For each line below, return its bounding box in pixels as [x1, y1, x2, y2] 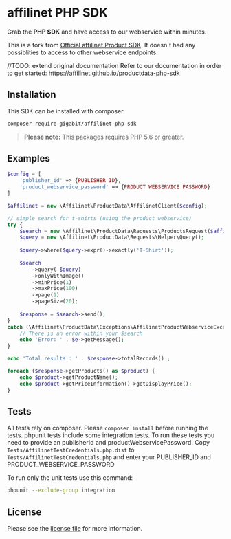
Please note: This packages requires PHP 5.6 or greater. [23, 133, 184, 141]
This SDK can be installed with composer [7, 107, 124, 115]
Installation [7, 89, 56, 100]
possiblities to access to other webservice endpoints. [7, 48, 158, 56]
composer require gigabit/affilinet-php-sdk [7, 120, 137, 127]
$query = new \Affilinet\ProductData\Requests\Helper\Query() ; [19, 234, 205, 241]
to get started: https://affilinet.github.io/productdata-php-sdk [7, 69, 180, 77]
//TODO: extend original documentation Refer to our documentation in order [7, 61, 222, 69]
